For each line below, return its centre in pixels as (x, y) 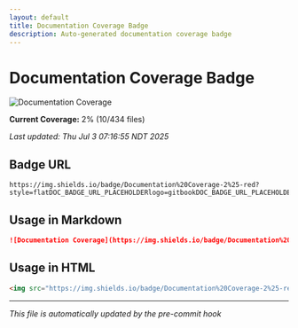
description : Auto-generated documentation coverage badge (121, 34)
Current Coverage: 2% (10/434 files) (77, 120)
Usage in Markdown (66, 219)
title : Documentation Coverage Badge (79, 26)
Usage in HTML (52, 268)
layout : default (39, 17)
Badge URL (40, 164)
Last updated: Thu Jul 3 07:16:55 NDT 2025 (89, 137)
